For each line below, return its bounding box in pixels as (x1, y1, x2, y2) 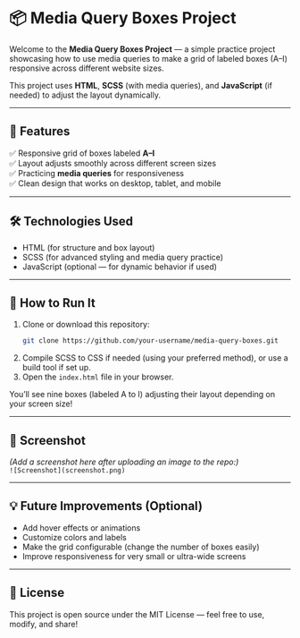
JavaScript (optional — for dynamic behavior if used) (21, 261, 217, 272)
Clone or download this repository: (21, 319, 150, 330)
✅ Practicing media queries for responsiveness (9, 167, 185, 178)
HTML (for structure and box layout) (21, 242, 155, 252)
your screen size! (9, 398, 73, 409)
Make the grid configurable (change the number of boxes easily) (21, 541, 261, 552)
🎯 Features (9, 123, 71, 140)
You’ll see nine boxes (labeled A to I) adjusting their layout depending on (9, 389, 276, 400)
